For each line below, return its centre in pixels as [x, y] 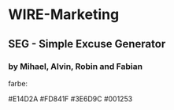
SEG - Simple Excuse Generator [87, 44]
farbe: [18, 83]
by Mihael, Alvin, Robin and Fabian [76, 66]
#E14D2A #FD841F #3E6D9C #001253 [70, 99]
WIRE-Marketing [64, 15]
